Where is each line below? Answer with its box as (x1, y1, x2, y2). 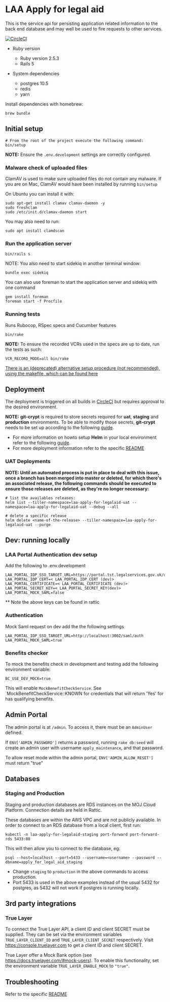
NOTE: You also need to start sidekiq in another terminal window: (5, 261, 141, 267)
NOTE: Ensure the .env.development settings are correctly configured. (5, 151, 151, 157)
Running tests (5, 311, 40, 318)
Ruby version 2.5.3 (20, 55, 60, 61)
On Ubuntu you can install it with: (5, 191, 74, 197)
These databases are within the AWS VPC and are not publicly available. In (5, 817, 161, 823)
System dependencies (12, 70, 60, 77)
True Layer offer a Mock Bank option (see (5, 952, 92, 958)
